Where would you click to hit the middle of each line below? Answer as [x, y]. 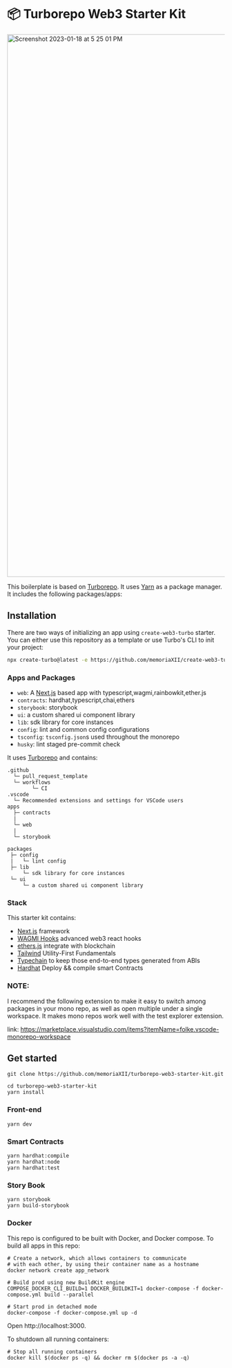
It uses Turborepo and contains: [52, 757]
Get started [32, 1058]
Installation [32, 616]
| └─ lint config [38, 861]
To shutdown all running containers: [58, 1339]
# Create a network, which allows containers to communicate [97, 1258]
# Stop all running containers [52, 1351]
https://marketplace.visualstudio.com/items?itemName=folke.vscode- [120, 1029]
